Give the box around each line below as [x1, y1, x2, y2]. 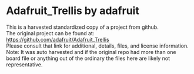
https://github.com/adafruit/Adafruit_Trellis [6, 36, 110, 43]
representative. [6, 60, 43, 68]
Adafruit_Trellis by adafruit [6, 4, 139, 18]
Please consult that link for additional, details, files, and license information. [6, 42, 189, 49]
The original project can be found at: [6, 29, 95, 36]
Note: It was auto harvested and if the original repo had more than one [6, 48, 176, 55]
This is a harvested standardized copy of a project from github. [6, 23, 159, 31]
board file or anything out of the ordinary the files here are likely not [6, 55, 170, 62]
